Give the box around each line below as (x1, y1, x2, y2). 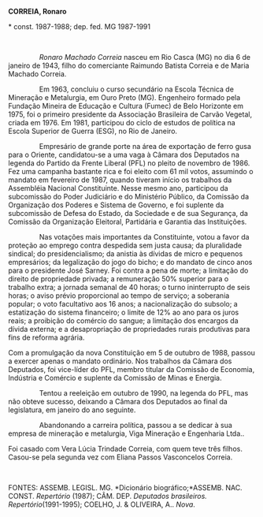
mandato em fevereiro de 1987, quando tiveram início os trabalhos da (8, 175, 232, 184)
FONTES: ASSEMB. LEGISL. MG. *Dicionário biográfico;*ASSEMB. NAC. (8, 483, 243, 492)
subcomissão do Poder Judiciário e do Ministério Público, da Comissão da (8, 192, 250, 201)
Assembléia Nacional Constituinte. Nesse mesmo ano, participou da (8, 184, 228, 192)
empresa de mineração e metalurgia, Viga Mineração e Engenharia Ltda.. (8, 429, 245, 438)
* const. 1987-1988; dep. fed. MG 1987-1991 (8, 22, 151, 31)
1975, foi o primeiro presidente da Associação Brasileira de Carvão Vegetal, (8, 110, 253, 119)
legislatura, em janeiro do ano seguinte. (8, 405, 136, 415)
